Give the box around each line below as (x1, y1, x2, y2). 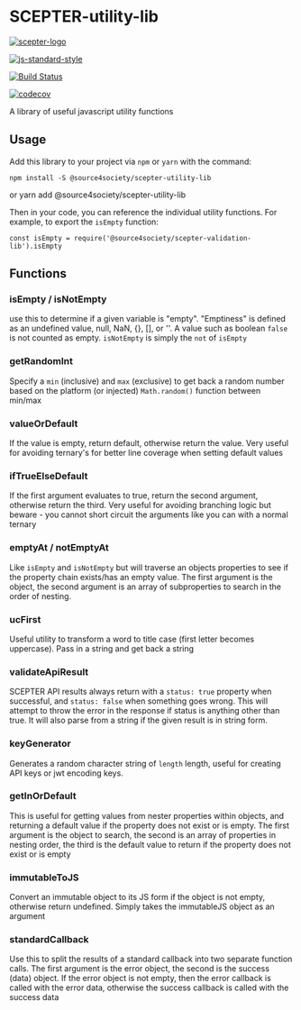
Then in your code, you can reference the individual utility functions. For (9, 206, 278, 217)
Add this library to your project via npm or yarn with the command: (9, 156, 252, 167)
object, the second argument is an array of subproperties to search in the (9, 581, 282, 592)
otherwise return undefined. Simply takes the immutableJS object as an (9, 901, 275, 912)
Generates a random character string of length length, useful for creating (9, 758, 281, 769)
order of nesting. (9, 590, 72, 601)
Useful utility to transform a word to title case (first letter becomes (9, 633, 255, 644)
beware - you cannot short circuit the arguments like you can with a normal (9, 509, 288, 520)
